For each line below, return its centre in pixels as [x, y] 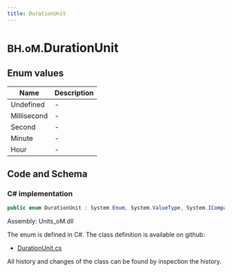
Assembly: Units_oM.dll [40, 221]
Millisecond [29, 116]
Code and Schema [47, 174]
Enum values [36, 73]
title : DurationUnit [37, 13]
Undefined [28, 105]
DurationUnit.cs [39, 248]
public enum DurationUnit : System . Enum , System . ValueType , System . [108, 208]
